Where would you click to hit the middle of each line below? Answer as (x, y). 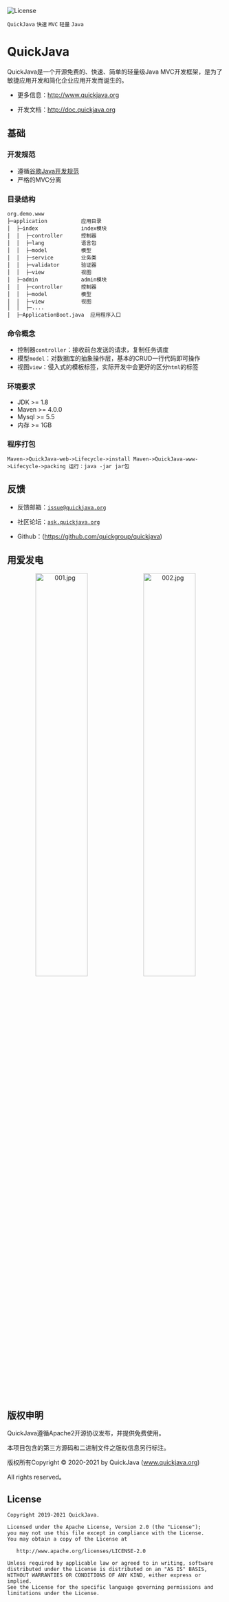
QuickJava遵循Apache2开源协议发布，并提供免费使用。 (86, 1433)
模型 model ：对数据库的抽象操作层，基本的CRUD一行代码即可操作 (109, 359)
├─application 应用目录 (54, 221)
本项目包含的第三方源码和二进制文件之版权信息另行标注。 (88, 1448)
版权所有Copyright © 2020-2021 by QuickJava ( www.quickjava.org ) (103, 1462)
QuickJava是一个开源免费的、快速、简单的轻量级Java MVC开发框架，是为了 (115, 72)
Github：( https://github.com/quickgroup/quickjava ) (90, 536)
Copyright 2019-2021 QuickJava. (53, 1515)
